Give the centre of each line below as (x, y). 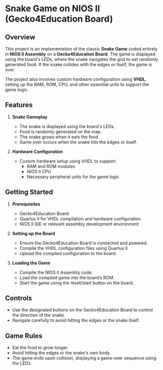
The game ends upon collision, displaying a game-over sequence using (84, 358)
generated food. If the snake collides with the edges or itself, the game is (79, 65)
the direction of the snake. (39, 315)
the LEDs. (22, 363)
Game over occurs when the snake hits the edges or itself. (78, 142)
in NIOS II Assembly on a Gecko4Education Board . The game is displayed (80, 54)
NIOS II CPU (39, 171)
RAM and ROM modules (51, 166)
